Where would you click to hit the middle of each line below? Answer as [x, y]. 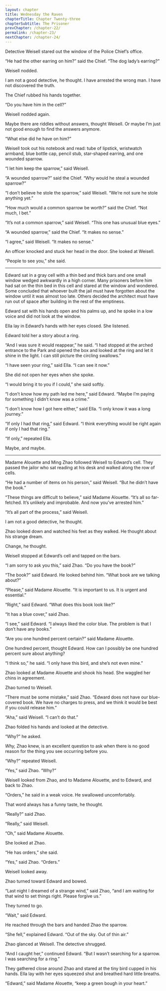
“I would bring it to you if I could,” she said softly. [55, 384]
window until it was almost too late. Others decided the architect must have [82, 296]
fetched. [14, 502]
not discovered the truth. [30, 85]
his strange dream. [24, 536]
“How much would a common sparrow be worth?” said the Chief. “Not [76, 207]
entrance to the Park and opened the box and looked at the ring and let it [79, 350]
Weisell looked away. [26, 871]
